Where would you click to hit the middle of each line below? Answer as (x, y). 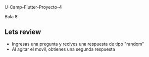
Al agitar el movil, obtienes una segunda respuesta (63, 49)
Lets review (23, 32)
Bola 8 (11, 16)
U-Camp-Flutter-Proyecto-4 (33, 7)
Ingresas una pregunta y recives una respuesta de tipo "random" (78, 44)
